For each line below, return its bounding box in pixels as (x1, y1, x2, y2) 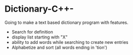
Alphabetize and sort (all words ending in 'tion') (11, 44, 108, 50)
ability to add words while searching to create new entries (11, 39, 129, 45)
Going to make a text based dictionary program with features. (4, 19, 129, 25)
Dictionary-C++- (4, 3, 74, 15)
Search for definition (11, 29, 53, 35)
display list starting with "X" (11, 34, 68, 40)
